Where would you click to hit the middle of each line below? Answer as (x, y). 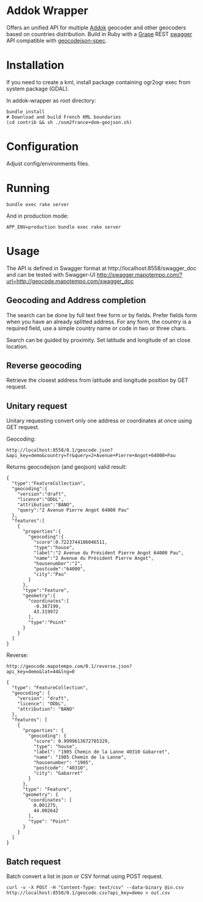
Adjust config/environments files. (48, 163)
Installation (35, 65)
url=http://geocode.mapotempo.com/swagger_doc (70, 281)
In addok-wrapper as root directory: (51, 100)
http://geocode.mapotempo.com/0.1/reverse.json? (69, 667)
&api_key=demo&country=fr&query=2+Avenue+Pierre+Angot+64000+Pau (91, 456)
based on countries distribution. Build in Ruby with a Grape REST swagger (99, 34)
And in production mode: (37, 216)
